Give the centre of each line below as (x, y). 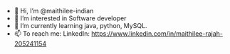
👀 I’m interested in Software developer (70, 18)
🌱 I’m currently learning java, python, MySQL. (80, 26)
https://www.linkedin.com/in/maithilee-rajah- (157, 34)
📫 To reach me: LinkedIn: (52, 34)
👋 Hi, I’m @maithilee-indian (54, 11)
